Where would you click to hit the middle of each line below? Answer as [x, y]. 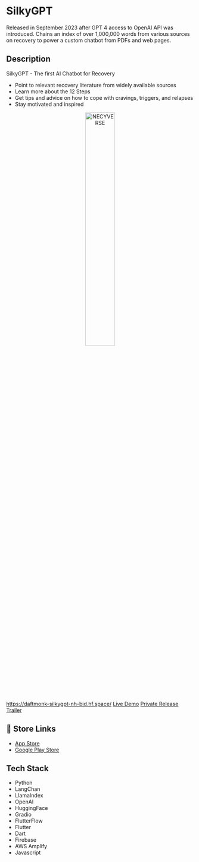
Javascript [28, 852]
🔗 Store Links [31, 729]
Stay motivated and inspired [49, 104]
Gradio [23, 815]
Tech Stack [27, 768]
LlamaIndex [29, 796]
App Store [27, 743]
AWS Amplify [31, 846]
